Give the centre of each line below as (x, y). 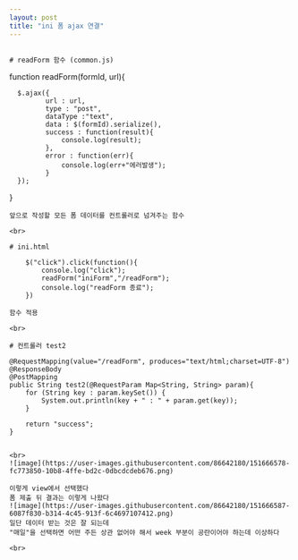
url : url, (66, 101)
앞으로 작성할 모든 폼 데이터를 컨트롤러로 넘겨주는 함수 (97, 216)
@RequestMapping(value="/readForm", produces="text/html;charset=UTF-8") (150, 361)
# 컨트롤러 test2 (38, 345)
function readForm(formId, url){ (67, 76)
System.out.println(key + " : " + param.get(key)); (140, 400)
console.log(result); (102, 140)
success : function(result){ (99, 132)
